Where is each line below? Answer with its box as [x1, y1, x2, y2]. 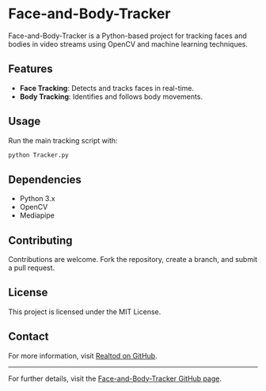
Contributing [8, 233, 73, 247]
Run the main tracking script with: [8, 135, 118, 145]
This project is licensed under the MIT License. [8, 306, 161, 317]
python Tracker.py [8, 151, 69, 159]
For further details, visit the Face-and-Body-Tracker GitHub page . [8, 374, 222, 383]
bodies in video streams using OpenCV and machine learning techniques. [8, 39, 248, 48]
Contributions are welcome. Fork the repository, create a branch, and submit [8, 255, 258, 264]
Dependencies [8, 173, 82, 186]
